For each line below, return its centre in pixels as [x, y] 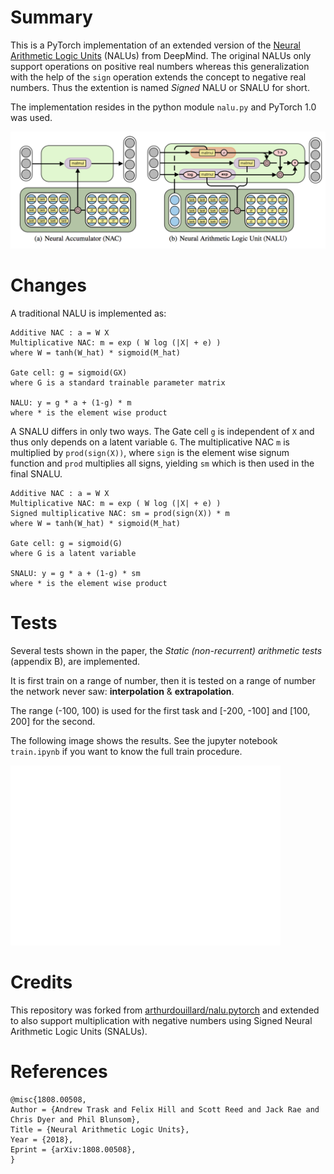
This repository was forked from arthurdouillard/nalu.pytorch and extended [165, 1010]
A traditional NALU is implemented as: [88, 313]
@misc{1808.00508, [48, 1099]
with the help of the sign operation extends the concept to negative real [158, 77]
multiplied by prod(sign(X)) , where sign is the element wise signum [150, 452]
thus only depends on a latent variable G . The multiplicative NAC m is [150, 442]
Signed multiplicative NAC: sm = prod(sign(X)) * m [120, 513]
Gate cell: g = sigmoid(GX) [69, 372]
